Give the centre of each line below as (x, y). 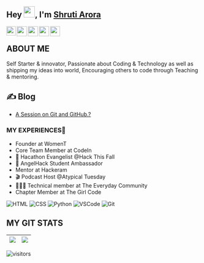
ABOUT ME (28, 49)
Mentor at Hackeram (41, 170)
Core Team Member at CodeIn (53, 150)
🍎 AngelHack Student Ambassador (59, 163)
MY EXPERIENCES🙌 (36, 131)
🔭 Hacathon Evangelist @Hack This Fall (65, 156)
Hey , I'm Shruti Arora (54, 15)
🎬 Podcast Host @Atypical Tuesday (60, 177)
